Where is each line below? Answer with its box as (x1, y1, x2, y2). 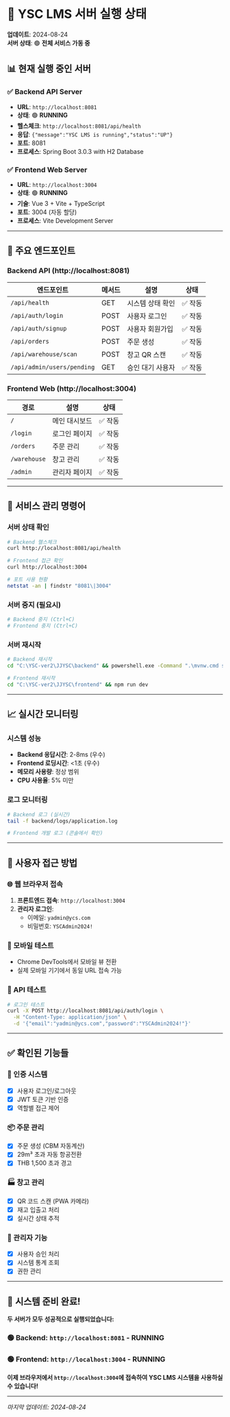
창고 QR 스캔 (127, 349, 166, 359)
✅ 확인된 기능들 (7, 1048, 69, 1059)
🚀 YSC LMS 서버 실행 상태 (7, 6, 147, 22)
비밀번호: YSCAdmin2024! (27, 921, 94, 930)
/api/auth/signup (10, 324, 67, 332)
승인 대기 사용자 (127, 362, 176, 372)
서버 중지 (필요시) (7, 600, 62, 610)
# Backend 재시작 (7, 656, 53, 663)
